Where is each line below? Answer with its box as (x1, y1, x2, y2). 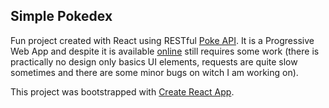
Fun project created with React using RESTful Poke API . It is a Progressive (10, 34, 315, 46)
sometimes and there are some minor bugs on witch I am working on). (10, 66, 299, 78)
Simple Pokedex (10, 8, 113, 25)
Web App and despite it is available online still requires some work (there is (10, 45, 320, 57)
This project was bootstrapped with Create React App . (10, 85, 235, 98)
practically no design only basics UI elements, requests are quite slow (10, 55, 298, 68)
